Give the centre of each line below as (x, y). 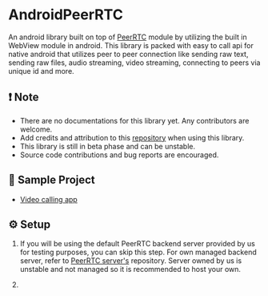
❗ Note (24, 97)
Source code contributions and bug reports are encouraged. (119, 155)
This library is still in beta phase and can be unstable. (108, 146)
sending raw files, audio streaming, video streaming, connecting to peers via (134, 63)
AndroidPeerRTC (66, 15)
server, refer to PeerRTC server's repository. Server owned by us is (131, 261)
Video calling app (48, 199)
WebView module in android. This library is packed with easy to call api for (131, 45)
